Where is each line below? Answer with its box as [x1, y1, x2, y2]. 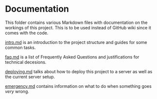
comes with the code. [5, 30, 49, 36]
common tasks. [5, 44, 36, 50]
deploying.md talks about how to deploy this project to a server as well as [5, 68, 153, 74]
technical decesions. [5, 59, 47, 65]
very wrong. [5, 88, 29, 94]
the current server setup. [5, 74, 55, 79]
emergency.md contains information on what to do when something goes [5, 83, 152, 89]
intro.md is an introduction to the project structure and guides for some [5, 39, 147, 45]
